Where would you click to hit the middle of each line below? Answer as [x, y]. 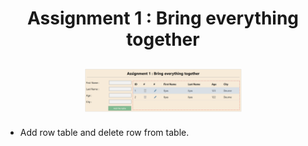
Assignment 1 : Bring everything [163, 18]
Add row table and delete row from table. [104, 132]
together [163, 39]
